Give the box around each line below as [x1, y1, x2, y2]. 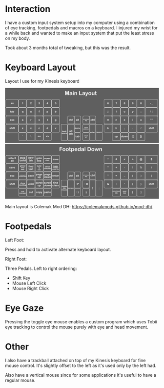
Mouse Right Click [12, 286, 49, 291]
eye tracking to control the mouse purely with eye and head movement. [5, 324, 148, 330]
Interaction [5, 3, 51, 15]
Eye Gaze [5, 303, 44, 314]
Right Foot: [5, 256, 27, 262]
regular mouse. [5, 377, 36, 383]
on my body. [5, 35, 30, 41]
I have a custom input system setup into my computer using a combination [5, 20, 155, 25]
